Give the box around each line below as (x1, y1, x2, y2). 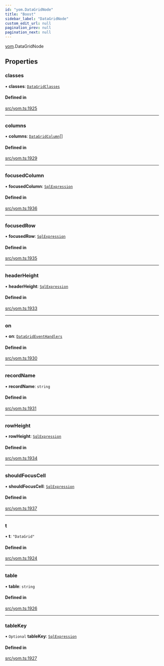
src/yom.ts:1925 (5, 105, 38, 111)
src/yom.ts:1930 (5, 355, 38, 361)
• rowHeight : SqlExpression (5, 434, 61, 439)
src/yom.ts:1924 (5, 555, 38, 561)
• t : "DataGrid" (5, 533, 35, 539)
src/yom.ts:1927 (5, 655, 38, 661)
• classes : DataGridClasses (5, 83, 60, 89)
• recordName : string (5, 383, 50, 389)
